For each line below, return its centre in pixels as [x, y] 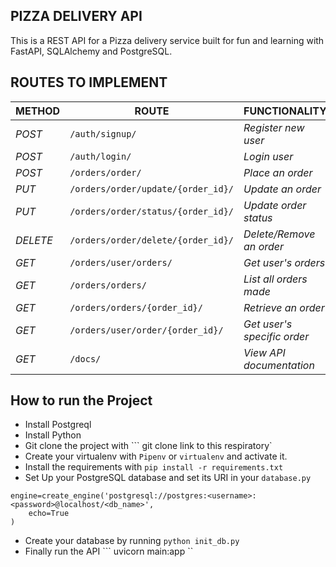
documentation [279, 365]
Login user [268, 156]
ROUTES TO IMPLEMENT [89, 82]
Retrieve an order [284, 307]
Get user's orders [284, 262]
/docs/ [85, 358]
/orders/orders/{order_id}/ [136, 307]
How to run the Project [81, 400]
